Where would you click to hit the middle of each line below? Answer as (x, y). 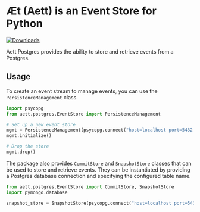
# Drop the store (28, 146)
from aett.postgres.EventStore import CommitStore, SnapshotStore (90, 187)
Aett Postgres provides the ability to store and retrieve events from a (90, 51)
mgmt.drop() (21, 152)
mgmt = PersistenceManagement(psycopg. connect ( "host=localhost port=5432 (100, 130)
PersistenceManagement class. (42, 97)
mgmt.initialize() (29, 136)
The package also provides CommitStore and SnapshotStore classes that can (99, 163)
